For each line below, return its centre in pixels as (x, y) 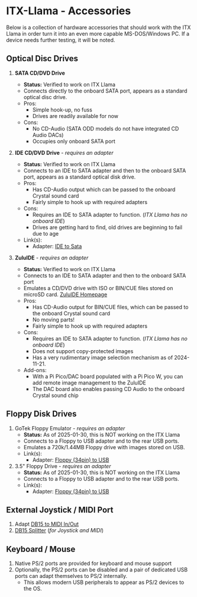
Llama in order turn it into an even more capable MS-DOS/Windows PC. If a (98, 33)
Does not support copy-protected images (83, 351)
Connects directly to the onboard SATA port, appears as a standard (105, 91)
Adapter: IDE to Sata (57, 246)
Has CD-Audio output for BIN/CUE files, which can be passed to (110, 307)
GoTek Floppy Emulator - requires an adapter (70, 428)
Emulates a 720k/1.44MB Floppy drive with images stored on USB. (104, 447)
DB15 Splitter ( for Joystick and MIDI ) (59, 531)
